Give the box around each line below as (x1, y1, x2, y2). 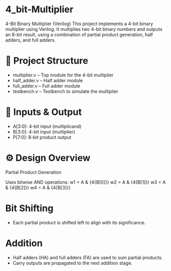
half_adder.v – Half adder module (12, 77, 83, 83)
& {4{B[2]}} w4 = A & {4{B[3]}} (5, 184, 71, 190)
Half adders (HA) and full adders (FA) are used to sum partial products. (12, 254, 163, 260)
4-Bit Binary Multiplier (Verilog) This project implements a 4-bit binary (5, 21, 153, 27)
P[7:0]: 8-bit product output (12, 134, 71, 140)
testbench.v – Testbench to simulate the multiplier (12, 88, 119, 94)
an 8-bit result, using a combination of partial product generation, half (5, 31, 153, 37)
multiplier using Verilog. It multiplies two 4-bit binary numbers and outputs (5, 26, 163, 32)
